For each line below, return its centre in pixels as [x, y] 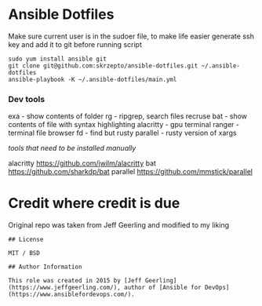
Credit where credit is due [94, 204]
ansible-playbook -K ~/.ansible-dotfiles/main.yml [93, 79]
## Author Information [45, 267]
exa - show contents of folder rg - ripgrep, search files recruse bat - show [128, 116]
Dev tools [27, 99]
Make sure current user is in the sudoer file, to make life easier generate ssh [131, 36]
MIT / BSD [24, 253]
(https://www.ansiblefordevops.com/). [71, 295]
